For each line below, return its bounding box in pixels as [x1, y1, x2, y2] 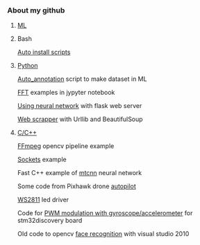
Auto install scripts [17, 48, 71, 57]
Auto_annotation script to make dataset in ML [17, 75, 147, 83]
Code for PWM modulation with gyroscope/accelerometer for [17, 209, 193, 217]
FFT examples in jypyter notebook [17, 89, 115, 97]
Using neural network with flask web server [17, 102, 142, 110]
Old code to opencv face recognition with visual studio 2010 [17, 230, 190, 238]
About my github [7, 6, 65, 15]
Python [17, 62, 38, 70]
